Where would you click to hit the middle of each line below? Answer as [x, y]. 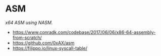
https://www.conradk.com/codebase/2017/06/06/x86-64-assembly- [84, 32]
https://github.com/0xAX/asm [43, 42]
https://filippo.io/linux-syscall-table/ [50, 48]
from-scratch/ [27, 37]
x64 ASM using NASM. [29, 22]
